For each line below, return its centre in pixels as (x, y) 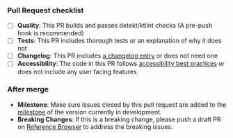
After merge (28, 89)
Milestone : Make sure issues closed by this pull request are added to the (122, 104)
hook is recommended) (51, 33)
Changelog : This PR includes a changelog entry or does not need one (118, 56)
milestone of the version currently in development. (89, 112)
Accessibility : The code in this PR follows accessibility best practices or (121, 64)
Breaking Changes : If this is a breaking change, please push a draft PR (119, 119)
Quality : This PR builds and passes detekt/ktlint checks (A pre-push (115, 26)
